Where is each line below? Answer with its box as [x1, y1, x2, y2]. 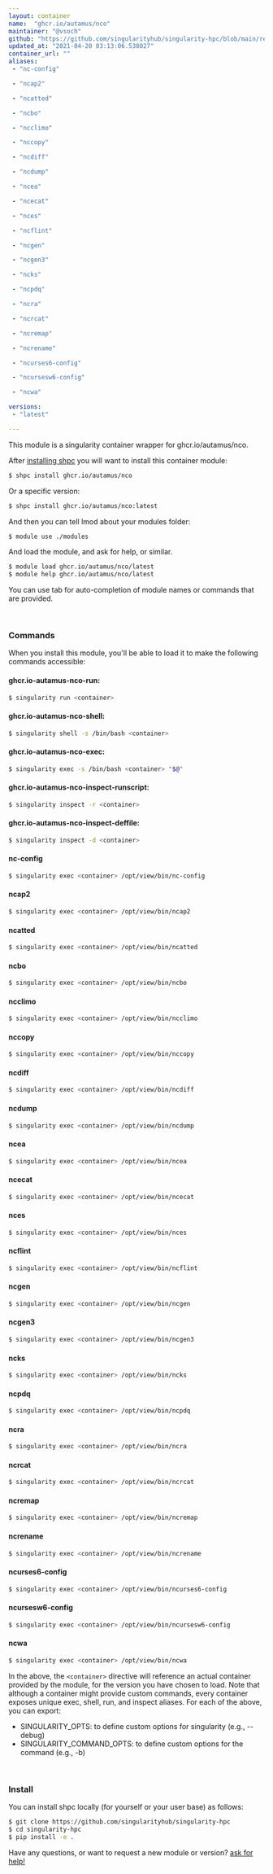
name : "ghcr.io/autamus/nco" [8, 20, 111, 28]
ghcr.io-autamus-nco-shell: [8, 712, 106, 721]
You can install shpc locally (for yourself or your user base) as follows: [8, 1802, 244, 1811]
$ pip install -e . [8, 1832, 75, 1841]
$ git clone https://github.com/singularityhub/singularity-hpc [8, 1817, 231, 1826]
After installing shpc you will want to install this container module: [8, 455, 227, 465]
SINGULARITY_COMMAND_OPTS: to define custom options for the [19, 1739, 244, 1749]
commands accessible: [8, 657, 86, 667]
